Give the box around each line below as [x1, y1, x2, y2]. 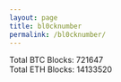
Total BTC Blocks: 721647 [9, 55, 104, 66]
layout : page [9, 13, 58, 23]
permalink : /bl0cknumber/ [9, 30, 106, 39]
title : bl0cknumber [9, 22, 82, 31]
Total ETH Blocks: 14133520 [9, 64, 113, 75]
